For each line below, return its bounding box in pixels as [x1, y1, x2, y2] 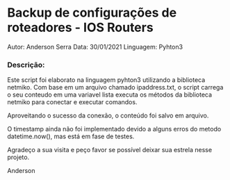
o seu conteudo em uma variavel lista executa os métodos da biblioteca [7, 90, 213, 99]
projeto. [7, 153, 30, 161]
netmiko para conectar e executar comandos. [7, 98, 138, 106]
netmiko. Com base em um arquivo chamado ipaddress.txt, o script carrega [7, 83, 224, 92]
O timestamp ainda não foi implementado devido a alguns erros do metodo [7, 125, 222, 133]
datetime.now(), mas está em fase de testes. [7, 132, 135, 140]
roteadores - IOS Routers [7, 19, 154, 35]
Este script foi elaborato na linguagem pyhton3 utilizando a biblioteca [7, 76, 206, 84]
